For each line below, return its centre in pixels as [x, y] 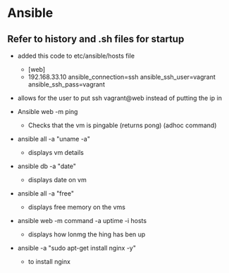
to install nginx [49, 261]
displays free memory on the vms [76, 207]
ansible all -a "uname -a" [54, 139]
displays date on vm [57, 180]
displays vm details [56, 152]
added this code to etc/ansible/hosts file [76, 56]
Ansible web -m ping [48, 112]
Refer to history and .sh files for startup [96, 39]
